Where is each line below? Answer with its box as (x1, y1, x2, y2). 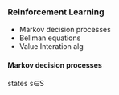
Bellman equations (18, 33, 81, 43)
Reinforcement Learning (7, 6, 105, 18)
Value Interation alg (18, 42, 84, 52)
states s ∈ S (7, 78, 45, 88)
